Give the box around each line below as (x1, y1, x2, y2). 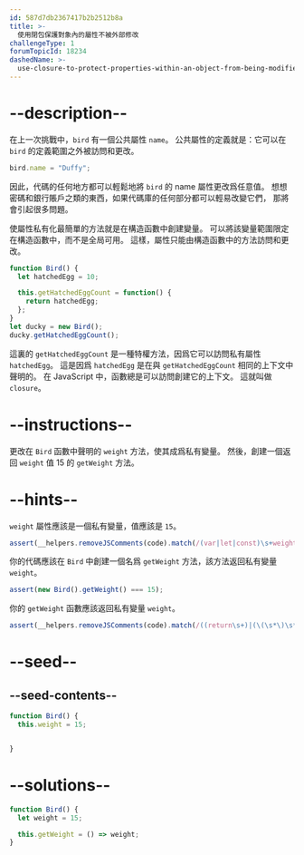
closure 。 (9, 382, 47, 393)
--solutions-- (9, 775, 111, 795)
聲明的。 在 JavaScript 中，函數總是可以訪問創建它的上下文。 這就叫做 (9, 371, 272, 382)
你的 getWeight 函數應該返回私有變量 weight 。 (9, 603, 181, 614)
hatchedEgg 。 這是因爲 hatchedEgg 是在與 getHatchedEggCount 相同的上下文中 (9, 359, 294, 370)
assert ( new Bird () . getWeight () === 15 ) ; (9, 586, 165, 595)
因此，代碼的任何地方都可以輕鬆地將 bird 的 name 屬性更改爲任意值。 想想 (9, 180, 288, 191)
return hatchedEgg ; (25, 296, 100, 306)
